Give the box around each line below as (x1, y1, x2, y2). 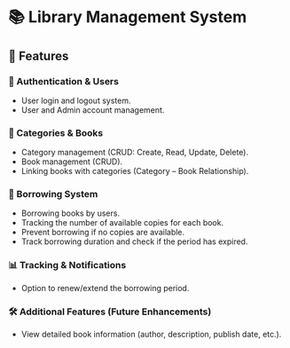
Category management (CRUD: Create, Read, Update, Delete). (20, 147, 249, 158)
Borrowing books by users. (20, 208, 121, 218)
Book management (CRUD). (20, 156, 123, 167)
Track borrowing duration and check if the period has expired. (20, 236, 248, 247)
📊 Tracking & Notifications (8, 259, 127, 272)
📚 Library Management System (8, 7, 247, 28)
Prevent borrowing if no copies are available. (20, 227, 185, 238)
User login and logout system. (20, 95, 131, 106)
